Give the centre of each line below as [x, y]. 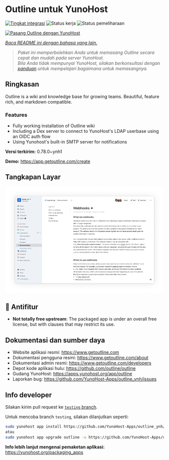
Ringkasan [22, 84]
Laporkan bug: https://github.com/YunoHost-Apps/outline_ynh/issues [84, 379]
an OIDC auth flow [31, 136]
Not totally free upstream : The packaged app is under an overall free [84, 319]
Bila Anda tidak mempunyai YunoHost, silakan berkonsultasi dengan [89, 63]
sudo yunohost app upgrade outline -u [46, 437]
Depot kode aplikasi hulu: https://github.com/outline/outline [74, 368]
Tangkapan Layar [33, 177]
